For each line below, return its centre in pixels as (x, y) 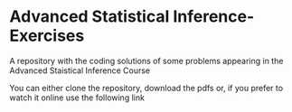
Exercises (47, 36)
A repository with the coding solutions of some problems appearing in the (146, 61)
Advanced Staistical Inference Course (80, 70)
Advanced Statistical (89, 17)
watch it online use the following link (77, 98)
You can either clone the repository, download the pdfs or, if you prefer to (146, 88)
